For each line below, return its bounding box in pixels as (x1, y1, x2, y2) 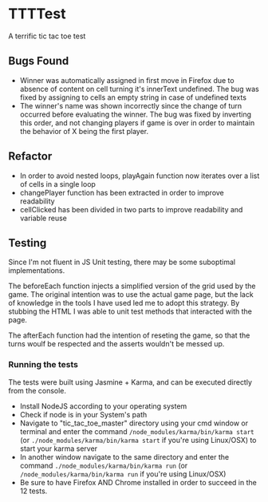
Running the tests (8, 359, 78, 370)
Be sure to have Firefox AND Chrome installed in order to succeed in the (19, 477, 257, 487)
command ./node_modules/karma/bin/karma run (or (19, 460, 188, 470)
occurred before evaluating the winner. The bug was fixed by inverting (19, 109, 252, 119)
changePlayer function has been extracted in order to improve (19, 188, 225, 197)
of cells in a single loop (19, 179, 96, 188)
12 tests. (19, 486, 48, 496)
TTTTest (8, 5, 66, 23)
